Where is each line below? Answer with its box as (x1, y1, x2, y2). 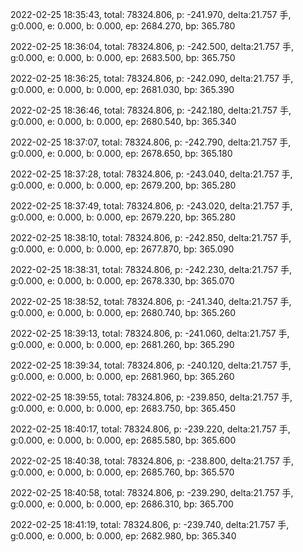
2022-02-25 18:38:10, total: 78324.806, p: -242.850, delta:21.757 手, (10, 232, 292, 243)
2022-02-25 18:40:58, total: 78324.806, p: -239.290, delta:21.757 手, (10, 487, 294, 498)
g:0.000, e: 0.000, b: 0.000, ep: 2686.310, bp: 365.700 (10, 498, 234, 510)
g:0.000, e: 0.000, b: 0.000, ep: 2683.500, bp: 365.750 (10, 52, 236, 63)
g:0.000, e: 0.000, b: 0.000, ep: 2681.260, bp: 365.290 (10, 339, 235, 350)
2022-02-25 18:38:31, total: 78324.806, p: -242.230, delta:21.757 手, (10, 264, 293, 275)
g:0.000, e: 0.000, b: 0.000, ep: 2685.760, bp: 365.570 (10, 466, 235, 478)
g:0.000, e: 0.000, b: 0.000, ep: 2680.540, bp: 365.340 (10, 116, 237, 127)
